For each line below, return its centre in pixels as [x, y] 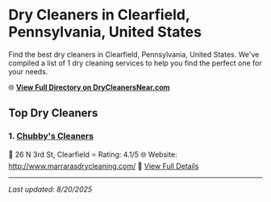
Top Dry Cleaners [53, 114]
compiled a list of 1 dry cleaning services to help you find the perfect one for [135, 63]
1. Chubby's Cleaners [51, 137]
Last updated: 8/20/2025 [50, 189]
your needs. [28, 71]
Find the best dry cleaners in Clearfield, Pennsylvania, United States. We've [134, 54]
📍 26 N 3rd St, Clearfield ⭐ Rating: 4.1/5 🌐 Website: [93, 154]
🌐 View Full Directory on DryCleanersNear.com [90, 87]
